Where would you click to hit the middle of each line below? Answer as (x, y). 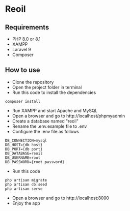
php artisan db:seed (26, 184)
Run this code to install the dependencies (54, 92)
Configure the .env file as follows (46, 131)
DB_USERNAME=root (23, 158)
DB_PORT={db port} (24, 149)
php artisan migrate (26, 180)
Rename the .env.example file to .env (50, 126)
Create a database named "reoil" (45, 121)
